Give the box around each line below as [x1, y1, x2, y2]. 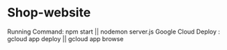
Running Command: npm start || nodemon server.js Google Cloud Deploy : [7, 27, 221, 36]
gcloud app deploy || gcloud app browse [7, 34, 124, 42]
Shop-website [7, 5, 91, 21]
